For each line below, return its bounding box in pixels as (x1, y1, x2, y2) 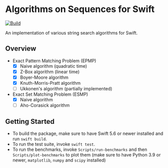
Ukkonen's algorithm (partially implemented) (20, 86, 113, 91)
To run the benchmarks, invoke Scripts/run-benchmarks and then (12, 146, 147, 152)
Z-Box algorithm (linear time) (20, 69, 80, 75)
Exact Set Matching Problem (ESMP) (12, 91, 89, 97)
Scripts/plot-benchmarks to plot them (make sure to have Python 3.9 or (12, 152, 161, 157)
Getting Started (5, 117, 55, 126)
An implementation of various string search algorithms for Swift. (5, 30, 138, 36)
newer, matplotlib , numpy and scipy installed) (12, 157, 106, 163)
